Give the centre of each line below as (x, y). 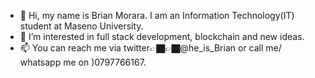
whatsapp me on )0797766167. (83, 62)
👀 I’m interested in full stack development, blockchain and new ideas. (162, 36)
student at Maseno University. (81, 26)
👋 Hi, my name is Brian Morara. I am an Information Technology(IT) (157, 15)
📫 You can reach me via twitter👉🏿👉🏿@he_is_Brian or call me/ (150, 48)
